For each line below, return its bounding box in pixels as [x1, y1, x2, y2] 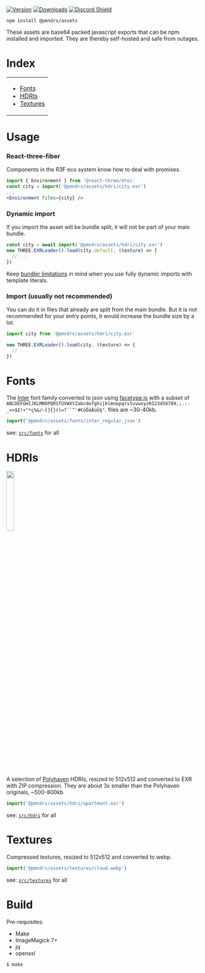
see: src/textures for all [6, 876, 67, 883]
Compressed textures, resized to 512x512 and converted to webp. [6, 853, 173, 861]
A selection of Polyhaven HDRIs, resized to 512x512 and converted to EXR [6, 775, 192, 783]
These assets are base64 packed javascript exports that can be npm [6, 28, 179, 36]
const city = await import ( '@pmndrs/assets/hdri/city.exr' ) [6, 242, 163, 248]
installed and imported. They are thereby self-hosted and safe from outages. [6, 35, 199, 42]
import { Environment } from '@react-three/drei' [6, 178, 136, 184]
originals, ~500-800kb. [6, 789, 65, 796]
